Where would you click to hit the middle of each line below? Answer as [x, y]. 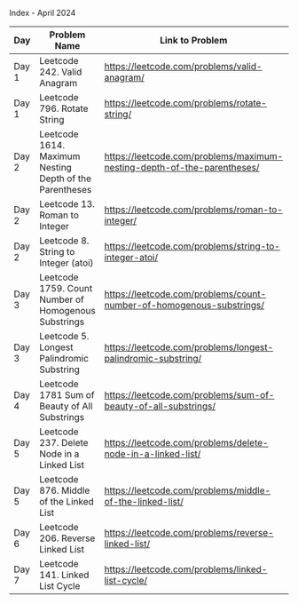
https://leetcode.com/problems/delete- [186, 443]
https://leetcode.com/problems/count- [185, 294]
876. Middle [65, 490]
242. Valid [61, 72]
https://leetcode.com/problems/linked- [186, 569]
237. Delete [64, 443]
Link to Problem [193, 40]
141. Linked [64, 575]
